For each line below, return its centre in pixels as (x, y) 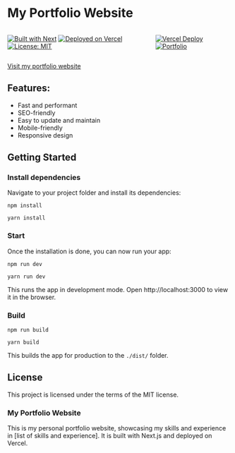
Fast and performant (47, 105)
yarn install (26, 218)
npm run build (28, 330)
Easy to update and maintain (59, 120)
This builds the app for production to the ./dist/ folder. (88, 356)
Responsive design (45, 135)
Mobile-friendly (40, 128)
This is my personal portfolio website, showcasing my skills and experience (117, 428)
